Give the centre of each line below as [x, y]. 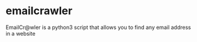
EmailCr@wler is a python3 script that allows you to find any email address [98, 27]
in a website [20, 33]
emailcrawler [39, 11]
